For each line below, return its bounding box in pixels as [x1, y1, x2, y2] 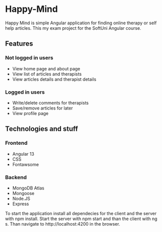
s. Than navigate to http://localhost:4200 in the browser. [5, 221, 120, 227]
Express [12, 201, 29, 207]
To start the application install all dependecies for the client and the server [5, 210, 157, 216]
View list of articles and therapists [12, 71, 82, 77]
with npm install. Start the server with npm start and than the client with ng [5, 216, 158, 222]
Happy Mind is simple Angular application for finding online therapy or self [5, 20, 157, 26]
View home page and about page [12, 65, 81, 71]
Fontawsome [12, 161, 39, 167]
